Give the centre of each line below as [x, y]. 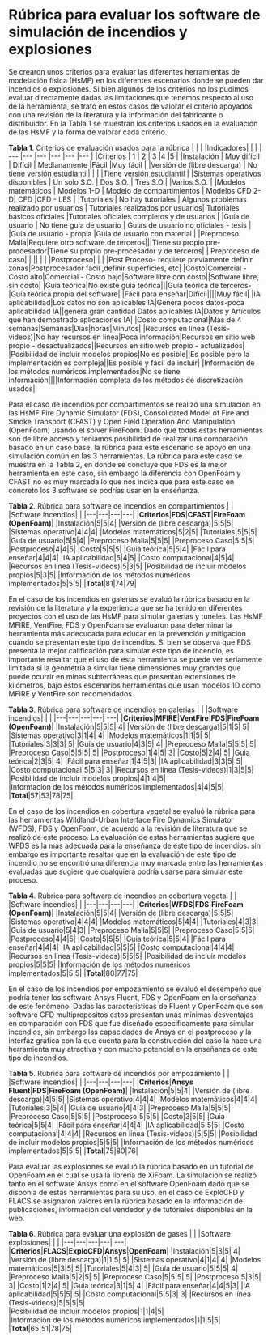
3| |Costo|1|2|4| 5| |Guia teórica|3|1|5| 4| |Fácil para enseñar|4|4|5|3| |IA [130, 1285]
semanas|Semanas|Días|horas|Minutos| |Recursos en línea [106, 328]
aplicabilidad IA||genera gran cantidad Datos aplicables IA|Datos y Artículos [135, 311]
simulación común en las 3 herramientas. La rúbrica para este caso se [125, 456]
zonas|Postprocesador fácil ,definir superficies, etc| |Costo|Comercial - [127, 268]
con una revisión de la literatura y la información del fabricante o [116, 114]
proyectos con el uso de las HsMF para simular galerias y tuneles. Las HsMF [136, 616]
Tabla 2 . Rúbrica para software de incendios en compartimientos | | [121, 506]
